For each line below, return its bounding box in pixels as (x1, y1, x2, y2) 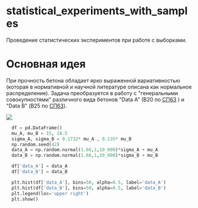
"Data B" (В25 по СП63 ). (6, 102, 67, 109)
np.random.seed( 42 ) (11, 141, 60, 147)
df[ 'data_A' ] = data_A (11, 163, 68, 169)
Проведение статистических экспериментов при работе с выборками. (6, 36, 187, 43)
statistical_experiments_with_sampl (6, 4, 188, 18)
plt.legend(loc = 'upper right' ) (11, 190, 89, 197)
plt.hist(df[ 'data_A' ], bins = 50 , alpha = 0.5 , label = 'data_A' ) (11, 179, 166, 185)
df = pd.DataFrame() (11, 125, 62, 131)
